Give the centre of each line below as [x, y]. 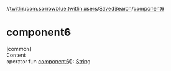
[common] [19, 49]
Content [16, 55]
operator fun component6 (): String [48, 61]
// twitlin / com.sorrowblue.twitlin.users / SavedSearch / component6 [85, 9]
